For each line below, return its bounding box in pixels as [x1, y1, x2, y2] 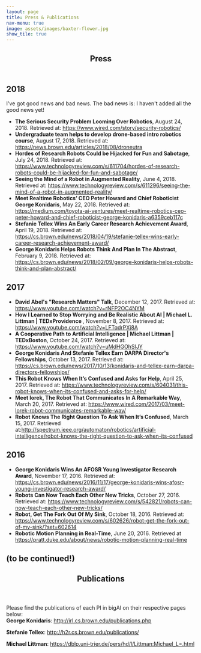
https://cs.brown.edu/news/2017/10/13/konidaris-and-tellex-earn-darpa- [14, 362, 194, 369]
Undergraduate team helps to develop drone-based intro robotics [14, 130, 182, 138]
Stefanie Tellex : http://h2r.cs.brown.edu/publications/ [6, 629, 139, 636]
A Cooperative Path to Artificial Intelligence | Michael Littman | [14, 330, 174, 337]
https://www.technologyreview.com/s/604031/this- [61, 381, 188, 388]
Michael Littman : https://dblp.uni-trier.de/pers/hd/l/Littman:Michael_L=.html [6, 640, 195, 648]
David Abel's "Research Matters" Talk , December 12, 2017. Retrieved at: [14, 298, 196, 305]
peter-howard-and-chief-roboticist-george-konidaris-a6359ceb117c [14, 213, 184, 221]
